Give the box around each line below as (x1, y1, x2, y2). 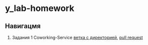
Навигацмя (5, 22, 41, 30)
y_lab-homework (5, 3, 74, 14)
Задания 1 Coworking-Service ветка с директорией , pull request (12, 34, 143, 40)
